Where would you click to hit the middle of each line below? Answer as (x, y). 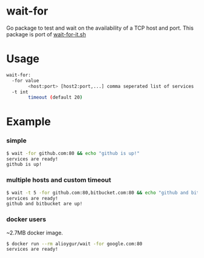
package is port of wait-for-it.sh (46, 34)
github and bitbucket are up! (45, 204)
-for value (25, 81)
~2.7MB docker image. (35, 233)
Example (29, 122)
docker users (26, 219)
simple (17, 141)
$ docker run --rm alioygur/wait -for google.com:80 (74, 243)
